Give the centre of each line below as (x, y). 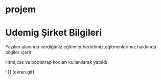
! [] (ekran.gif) (20, 72)
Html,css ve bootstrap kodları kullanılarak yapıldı (56, 62)
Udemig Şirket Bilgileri (54, 33)
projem (21, 9)
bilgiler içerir (18, 52)
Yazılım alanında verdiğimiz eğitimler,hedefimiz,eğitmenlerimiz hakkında (81, 47)
